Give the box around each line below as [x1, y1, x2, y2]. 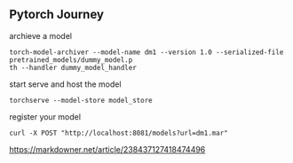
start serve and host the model [9, 79, 122, 89]
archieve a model [9, 30, 73, 41]
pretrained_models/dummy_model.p [9, 55, 133, 65]
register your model [9, 111, 82, 122]
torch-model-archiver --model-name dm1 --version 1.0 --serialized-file [9, 48, 284, 57]
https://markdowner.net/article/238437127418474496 [9, 144, 206, 154]
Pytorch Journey [9, 7, 105, 22]
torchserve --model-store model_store [9, 96, 153, 105]
